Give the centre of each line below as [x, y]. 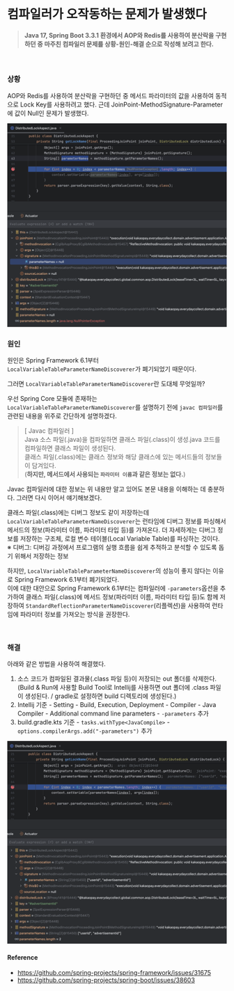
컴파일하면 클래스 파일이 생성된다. [70, 448]
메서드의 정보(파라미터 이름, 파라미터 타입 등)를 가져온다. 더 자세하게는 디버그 [111, 530]
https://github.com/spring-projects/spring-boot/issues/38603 [106, 980]
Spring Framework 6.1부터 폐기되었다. [67, 580]
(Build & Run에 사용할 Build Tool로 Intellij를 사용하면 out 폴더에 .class [113, 688]
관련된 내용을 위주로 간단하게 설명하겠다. [62, 416]
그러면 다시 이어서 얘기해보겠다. [59, 498]
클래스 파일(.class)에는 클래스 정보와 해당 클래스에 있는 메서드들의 [114, 457]
